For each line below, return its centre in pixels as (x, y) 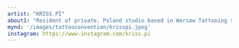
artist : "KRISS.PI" (36, 14)
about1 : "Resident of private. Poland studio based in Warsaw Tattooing (117, 20)
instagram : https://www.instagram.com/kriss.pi (79, 34)
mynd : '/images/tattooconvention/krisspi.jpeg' (79, 27)
